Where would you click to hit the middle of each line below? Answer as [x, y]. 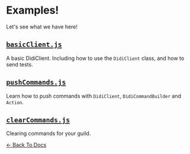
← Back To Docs [26, 145]
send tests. [20, 64]
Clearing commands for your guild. [49, 133]
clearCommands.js [38, 120]
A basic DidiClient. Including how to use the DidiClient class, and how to [95, 58]
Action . [15, 102]
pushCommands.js [36, 82]
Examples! [33, 10]
